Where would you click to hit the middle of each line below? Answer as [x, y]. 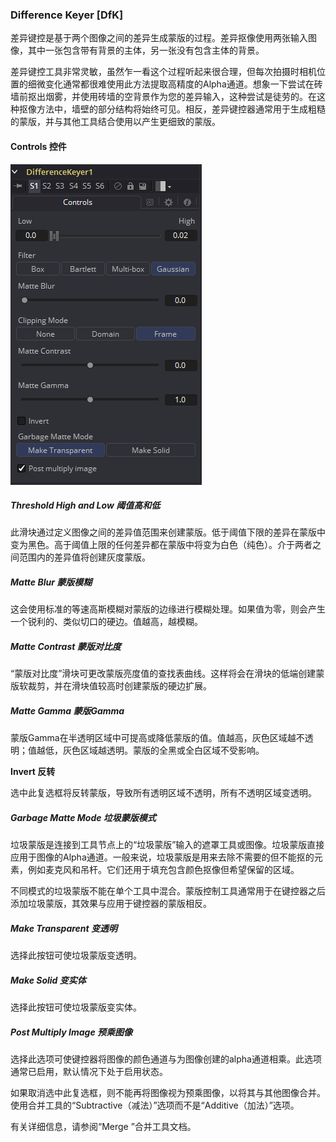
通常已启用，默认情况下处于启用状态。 [89, 1072]
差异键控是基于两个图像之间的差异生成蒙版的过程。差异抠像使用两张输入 [159, 38]
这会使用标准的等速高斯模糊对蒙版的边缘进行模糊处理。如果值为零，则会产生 [168, 609]
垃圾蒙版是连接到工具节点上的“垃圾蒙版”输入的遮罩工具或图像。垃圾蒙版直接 [167, 845]
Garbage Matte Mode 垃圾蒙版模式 [83, 817]
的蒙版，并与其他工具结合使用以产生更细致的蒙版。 [115, 122]
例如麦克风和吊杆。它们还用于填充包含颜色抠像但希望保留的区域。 [163, 870]
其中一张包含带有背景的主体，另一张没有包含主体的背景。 [146, 50]
